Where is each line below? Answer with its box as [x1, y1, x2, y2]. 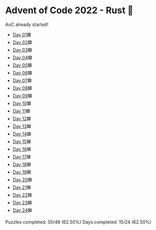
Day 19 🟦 [12, 169, 31, 175]
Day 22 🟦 [12, 192, 32, 198]
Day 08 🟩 [12, 85, 32, 91]
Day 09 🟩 [12, 93, 32, 99]
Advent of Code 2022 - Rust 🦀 [5, 5, 134, 16]
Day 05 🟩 [12, 62, 32, 68]
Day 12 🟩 [12, 116, 31, 122]
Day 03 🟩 [12, 47, 32, 53]
